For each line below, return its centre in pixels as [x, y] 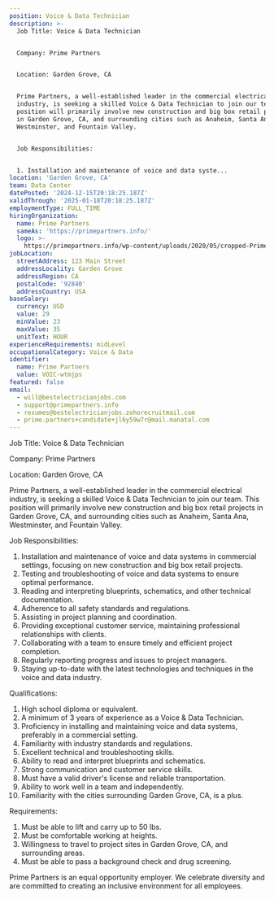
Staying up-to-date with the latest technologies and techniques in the [137, 669]
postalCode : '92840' [51, 284]
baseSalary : [29, 299]
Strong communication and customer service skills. [107, 770]
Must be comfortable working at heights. [89, 836]
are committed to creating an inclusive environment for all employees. [126, 886]
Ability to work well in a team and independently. [102, 787]
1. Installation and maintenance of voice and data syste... [122, 170]
